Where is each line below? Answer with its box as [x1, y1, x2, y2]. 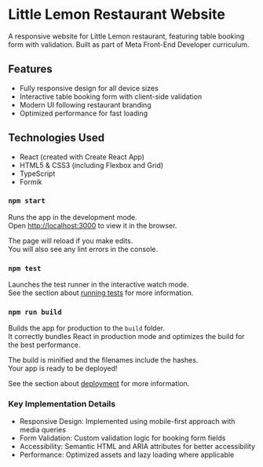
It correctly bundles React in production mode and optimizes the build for [8, 332, 245, 341]
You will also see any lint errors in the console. [8, 244, 159, 254]
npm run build [8, 308, 62, 317]
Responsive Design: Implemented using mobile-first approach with [19, 416, 236, 425]
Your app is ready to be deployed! [8, 363, 118, 374]
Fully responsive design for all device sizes [19, 83, 159, 93]
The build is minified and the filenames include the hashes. [8, 356, 199, 365]
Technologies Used [8, 131, 104, 144]
